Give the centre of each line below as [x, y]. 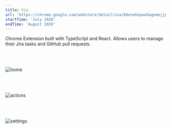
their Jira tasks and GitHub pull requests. [48, 44]
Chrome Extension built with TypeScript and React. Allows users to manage [84, 39]
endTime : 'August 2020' [31, 24]
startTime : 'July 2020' [31, 19]
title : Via [17, 10]
